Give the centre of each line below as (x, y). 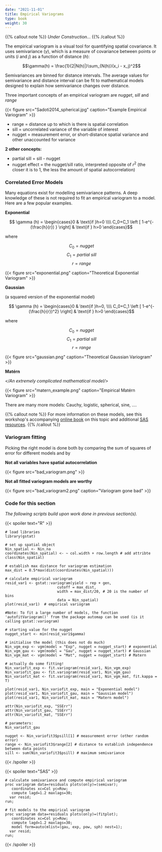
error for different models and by (38, 453)
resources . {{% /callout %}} (33, 425)
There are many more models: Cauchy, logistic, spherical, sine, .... (71, 405)
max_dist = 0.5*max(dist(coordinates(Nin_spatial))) (59, 570)
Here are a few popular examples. (39, 203)
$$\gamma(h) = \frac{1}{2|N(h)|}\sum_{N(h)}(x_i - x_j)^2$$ (81, 66)
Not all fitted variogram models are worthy (49, 481)
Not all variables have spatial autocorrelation (51, 462)
